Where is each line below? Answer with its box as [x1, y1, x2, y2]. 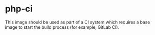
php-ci [5, 3, 33, 14]
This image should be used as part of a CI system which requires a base [5, 19, 150, 25]
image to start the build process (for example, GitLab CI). [5, 24, 119, 30]
